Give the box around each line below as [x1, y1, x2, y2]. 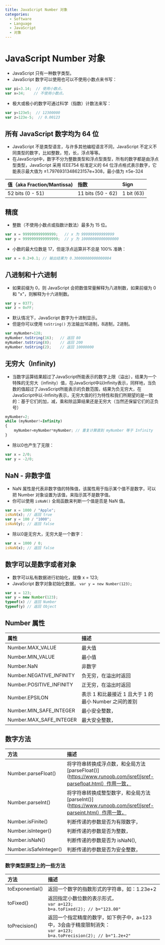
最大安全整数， [82, 717, 116, 723]
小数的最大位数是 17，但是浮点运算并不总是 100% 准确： [12, 246, 127, 252]
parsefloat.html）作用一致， [67, 780, 132, 787]
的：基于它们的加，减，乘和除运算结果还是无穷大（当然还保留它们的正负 [12, 398, 159, 404]
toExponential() [7, 885, 43, 892]
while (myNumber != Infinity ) [5, 419, 63, 424]
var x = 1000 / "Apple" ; [5, 508, 56, 513]
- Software [9, 16, 32, 21]
